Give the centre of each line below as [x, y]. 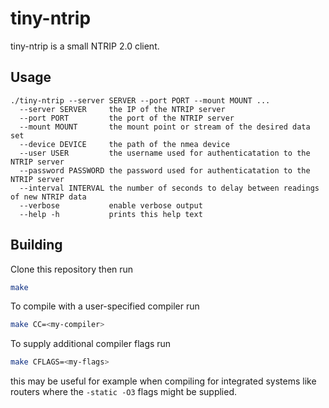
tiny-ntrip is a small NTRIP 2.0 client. [85, 46]
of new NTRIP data [48, 197]
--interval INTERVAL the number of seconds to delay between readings [169, 188]
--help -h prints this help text [111, 214]
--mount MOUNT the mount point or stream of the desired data [165, 127]
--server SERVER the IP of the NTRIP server [122, 109]
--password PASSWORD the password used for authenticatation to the [165, 170]
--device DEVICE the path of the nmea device [124, 144]
